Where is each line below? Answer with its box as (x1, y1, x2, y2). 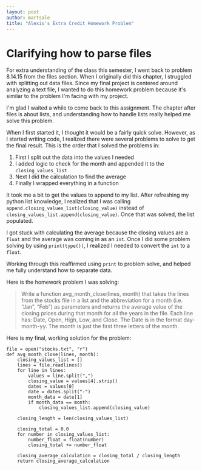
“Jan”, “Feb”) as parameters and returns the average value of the (21, 303, 183, 310)
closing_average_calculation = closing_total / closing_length (17, 453, 181, 459)
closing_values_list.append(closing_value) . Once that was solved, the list (6, 211, 195, 218)
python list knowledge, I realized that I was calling (6, 198, 131, 205)
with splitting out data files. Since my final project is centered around (6, 80, 178, 87)
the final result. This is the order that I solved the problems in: (6, 142, 160, 149)
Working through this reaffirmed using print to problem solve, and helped (6, 260, 191, 268)
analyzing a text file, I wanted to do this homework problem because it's (6, 86, 186, 93)
